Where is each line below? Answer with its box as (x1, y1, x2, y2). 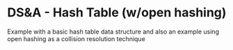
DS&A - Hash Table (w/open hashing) (7, 5, 227, 21)
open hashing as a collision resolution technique (7, 34, 146, 42)
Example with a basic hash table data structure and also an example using (7, 27, 219, 36)
